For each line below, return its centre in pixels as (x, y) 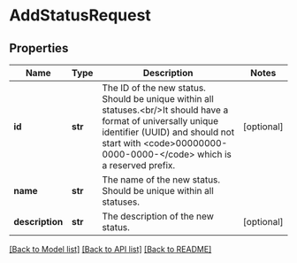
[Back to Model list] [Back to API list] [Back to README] (110, 249)
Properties (39, 48)
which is (214, 154)
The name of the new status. (161, 180)
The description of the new (158, 216)
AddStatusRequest (80, 15)
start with (121, 143)
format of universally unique (160, 121)
